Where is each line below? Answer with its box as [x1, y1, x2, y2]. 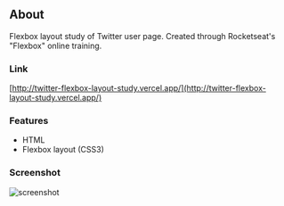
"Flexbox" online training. [9, 40, 102, 51]
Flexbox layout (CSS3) [21, 144, 105, 155]
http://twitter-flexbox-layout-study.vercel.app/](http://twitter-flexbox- [12, 83, 267, 94]
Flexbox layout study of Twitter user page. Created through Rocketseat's [9, 30, 276, 41]
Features [9, 115, 49, 128]
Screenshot [9, 167, 61, 179]
